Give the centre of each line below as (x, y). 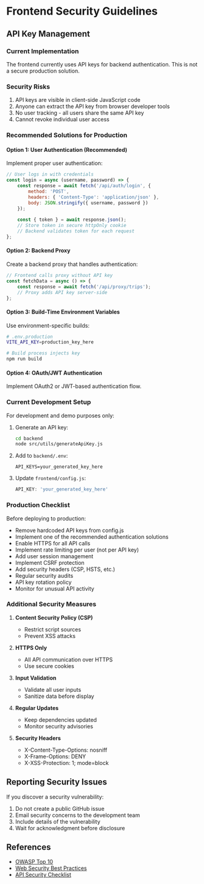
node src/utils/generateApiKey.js (59, 444)
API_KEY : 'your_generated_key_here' (62, 489)
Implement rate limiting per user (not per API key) (77, 550)
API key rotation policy (43, 582)
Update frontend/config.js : (51, 478)
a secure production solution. (43, 71)
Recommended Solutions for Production (67, 135)
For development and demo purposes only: (60, 415)
